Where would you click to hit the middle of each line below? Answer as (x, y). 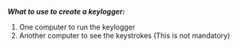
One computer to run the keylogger (77, 27)
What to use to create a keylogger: (66, 12)
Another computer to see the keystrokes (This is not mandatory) (125, 36)
